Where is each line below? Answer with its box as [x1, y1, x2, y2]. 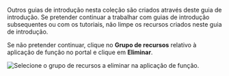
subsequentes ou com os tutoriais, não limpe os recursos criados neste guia [7, 21, 222, 28]
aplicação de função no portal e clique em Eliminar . [7, 48, 153, 56]
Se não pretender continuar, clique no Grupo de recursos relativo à [7, 41, 197, 49]
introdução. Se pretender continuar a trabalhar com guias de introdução [7, 13, 210, 21]
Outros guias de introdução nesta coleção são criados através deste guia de [7, 6, 222, 14]
